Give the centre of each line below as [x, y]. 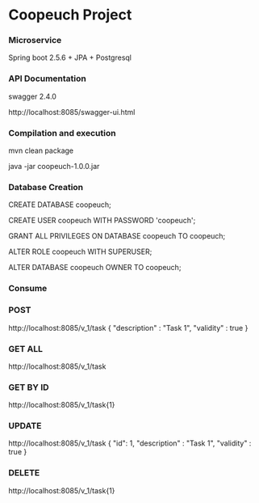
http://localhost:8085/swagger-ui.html [72, 112]
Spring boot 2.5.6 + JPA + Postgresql [70, 57]
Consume [28, 289]
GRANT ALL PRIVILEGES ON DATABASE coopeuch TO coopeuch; [117, 236]
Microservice [35, 40]
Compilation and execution [62, 133]
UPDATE [25, 426]
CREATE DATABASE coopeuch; [60, 205]
